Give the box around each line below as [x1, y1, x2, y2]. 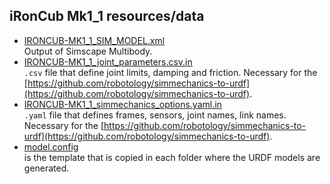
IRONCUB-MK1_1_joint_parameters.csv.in [23, 55, 193, 68]
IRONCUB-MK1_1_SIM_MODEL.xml [23, 34, 166, 46]
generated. [23, 162, 70, 174]
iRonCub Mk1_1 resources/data [9, 8, 205, 25]
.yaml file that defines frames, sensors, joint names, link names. [23, 109, 287, 121]
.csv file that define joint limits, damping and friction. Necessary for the [23, 66, 318, 78]
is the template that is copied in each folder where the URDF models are [23, 151, 321, 163]
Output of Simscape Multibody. [23, 45, 153, 57]
